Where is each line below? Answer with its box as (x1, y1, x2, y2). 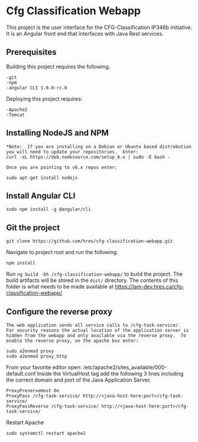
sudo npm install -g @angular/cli (6, 206, 92, 213)
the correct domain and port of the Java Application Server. (6, 376, 151, 383)
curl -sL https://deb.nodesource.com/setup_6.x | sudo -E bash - (6, 154, 170, 160)
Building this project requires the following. (6, 63, 111, 70)
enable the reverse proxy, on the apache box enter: (6, 338, 139, 344)
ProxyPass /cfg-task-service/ (6, 393, 81, 399)
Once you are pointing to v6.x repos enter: (6, 164, 118, 170)
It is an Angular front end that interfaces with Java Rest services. (6, 30, 164, 37)
